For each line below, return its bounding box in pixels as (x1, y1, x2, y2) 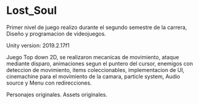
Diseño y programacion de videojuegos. (6, 30, 106, 37)
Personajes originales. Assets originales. (6, 91, 107, 98)
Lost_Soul (6, 4, 57, 18)
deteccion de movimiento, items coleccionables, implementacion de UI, (6, 66, 185, 73)
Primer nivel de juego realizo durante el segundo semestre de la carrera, (6, 24, 187, 31)
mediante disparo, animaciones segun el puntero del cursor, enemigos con (6, 60, 193, 67)
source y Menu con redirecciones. (6, 79, 92, 86)
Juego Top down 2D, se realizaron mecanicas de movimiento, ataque (6, 53, 180, 60)
